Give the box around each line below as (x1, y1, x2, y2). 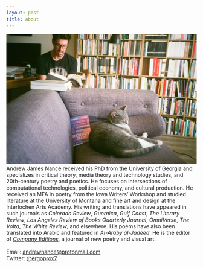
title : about (6, 16, 39, 22)
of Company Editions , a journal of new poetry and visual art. (6, 235, 156, 243)
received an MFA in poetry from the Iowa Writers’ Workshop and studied (6, 190, 186, 197)
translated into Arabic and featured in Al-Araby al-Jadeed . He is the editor (6, 229, 191, 236)
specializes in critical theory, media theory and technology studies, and (6, 171, 184, 178)
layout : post (6, 10, 39, 16)
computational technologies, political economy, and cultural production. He (6, 184, 193, 191)
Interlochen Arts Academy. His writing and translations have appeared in (6, 203, 187, 211)
